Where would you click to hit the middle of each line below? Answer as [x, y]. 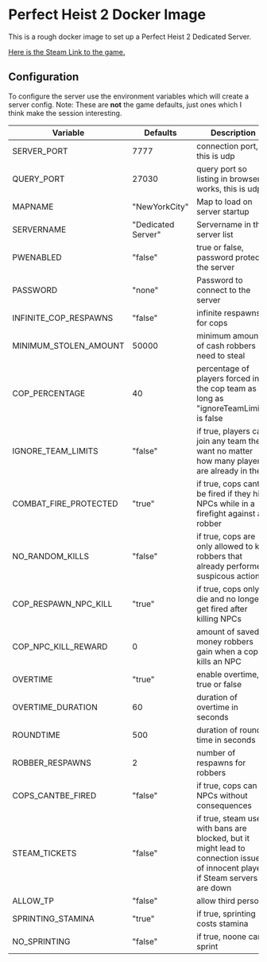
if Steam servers [227, 878]
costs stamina [222, 923]
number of [216, 752]
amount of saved [228, 632]
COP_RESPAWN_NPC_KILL [62, 604]
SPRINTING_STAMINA [54, 918]
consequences [224, 806]
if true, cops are [226, 536]
